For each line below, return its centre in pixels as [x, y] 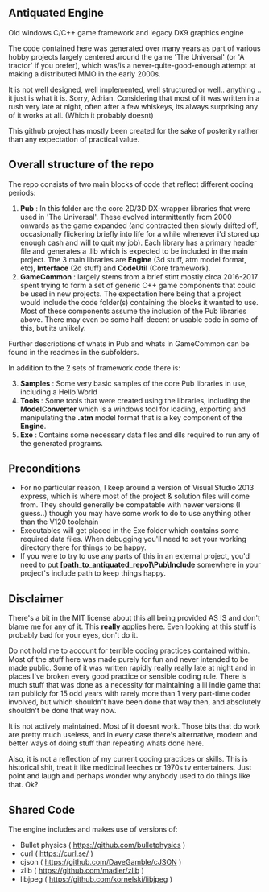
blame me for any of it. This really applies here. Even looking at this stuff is [132, 626]
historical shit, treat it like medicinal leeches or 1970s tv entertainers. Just [130, 767]
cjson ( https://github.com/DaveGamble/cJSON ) [101, 862]
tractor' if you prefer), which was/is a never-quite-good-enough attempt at [132, 65]
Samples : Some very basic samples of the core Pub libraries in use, [133, 383]
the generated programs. [61, 443]
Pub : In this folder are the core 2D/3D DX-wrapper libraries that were [135, 208]
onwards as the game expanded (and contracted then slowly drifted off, [139, 225]
